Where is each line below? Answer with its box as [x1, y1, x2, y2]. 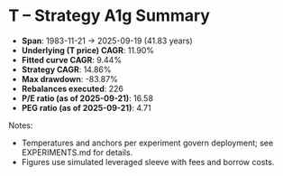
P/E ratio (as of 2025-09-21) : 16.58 [21, 92, 154, 104]
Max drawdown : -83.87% [21, 73, 118, 84]
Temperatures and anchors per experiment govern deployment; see [21, 137, 274, 148]
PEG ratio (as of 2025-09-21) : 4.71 [21, 102, 151, 113]
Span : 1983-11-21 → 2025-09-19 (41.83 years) [21, 35, 193, 46]
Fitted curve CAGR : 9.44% [21, 54, 123, 65]
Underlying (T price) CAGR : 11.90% [21, 44, 155, 55]
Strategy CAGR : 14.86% [21, 64, 112, 75]
